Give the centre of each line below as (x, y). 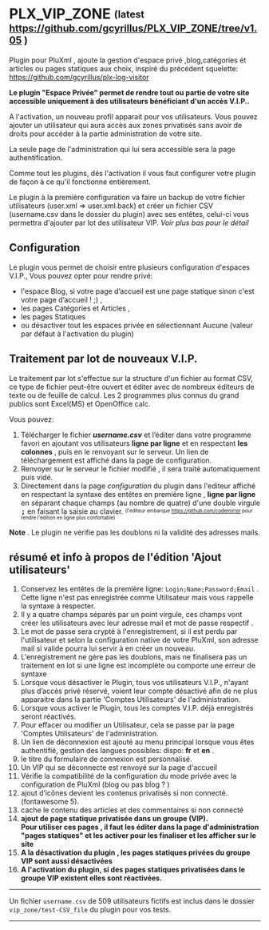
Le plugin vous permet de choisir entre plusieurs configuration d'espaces (130, 267)
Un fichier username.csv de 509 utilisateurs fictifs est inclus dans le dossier (132, 901)
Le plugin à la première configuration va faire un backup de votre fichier (127, 197)
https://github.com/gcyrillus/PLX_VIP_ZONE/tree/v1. (133, 28)
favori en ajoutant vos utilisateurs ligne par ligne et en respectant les (134, 443)
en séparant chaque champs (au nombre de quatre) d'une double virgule (140, 503)
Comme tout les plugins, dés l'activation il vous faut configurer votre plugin (133, 173)
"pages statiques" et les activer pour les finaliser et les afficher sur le (138, 836)
